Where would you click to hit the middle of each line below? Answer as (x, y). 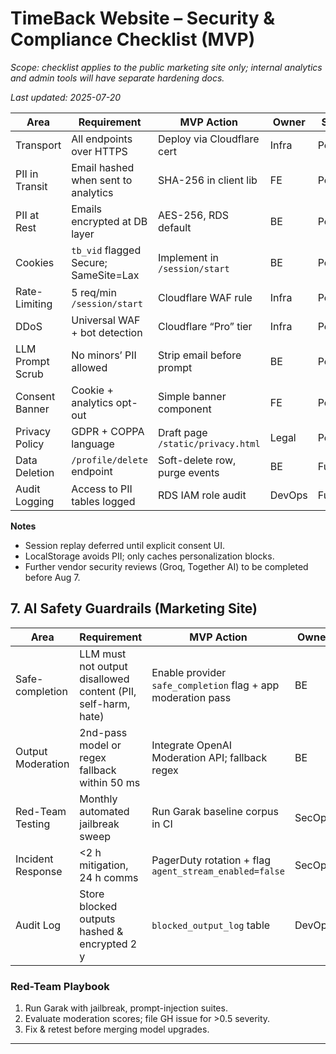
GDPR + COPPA (108, 431)
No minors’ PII (104, 355)
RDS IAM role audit (202, 495)
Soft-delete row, (197, 460)
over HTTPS (99, 151)
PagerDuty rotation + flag (211, 860)
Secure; (89, 262)
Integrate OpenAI (192, 745)
